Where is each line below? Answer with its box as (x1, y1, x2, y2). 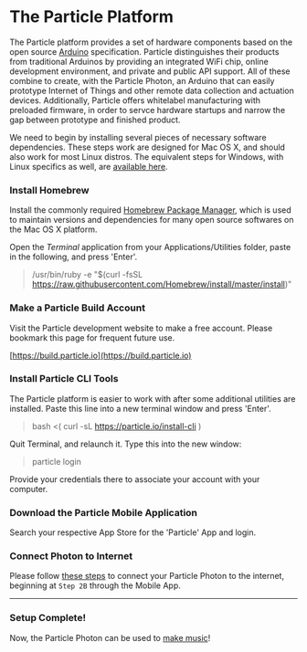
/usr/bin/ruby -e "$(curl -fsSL (31, 269, 143, 280)
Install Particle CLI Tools (9, 373, 119, 385)
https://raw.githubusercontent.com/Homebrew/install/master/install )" (31, 279, 292, 289)
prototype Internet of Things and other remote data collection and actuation (9, 85, 295, 96)
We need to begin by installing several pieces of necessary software (9, 131, 267, 142)
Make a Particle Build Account (9, 301, 146, 314)
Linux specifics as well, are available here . (9, 161, 168, 172)
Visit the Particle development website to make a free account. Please (9, 322, 273, 333)
